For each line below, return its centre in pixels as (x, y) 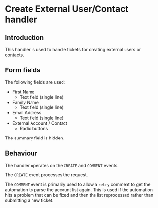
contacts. (15, 55)
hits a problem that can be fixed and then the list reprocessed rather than (79, 195)
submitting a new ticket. (29, 200)
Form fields (23, 70)
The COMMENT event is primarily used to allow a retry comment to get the (78, 184)
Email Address (27, 112)
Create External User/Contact (67, 9)
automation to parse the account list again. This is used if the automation (79, 190)
